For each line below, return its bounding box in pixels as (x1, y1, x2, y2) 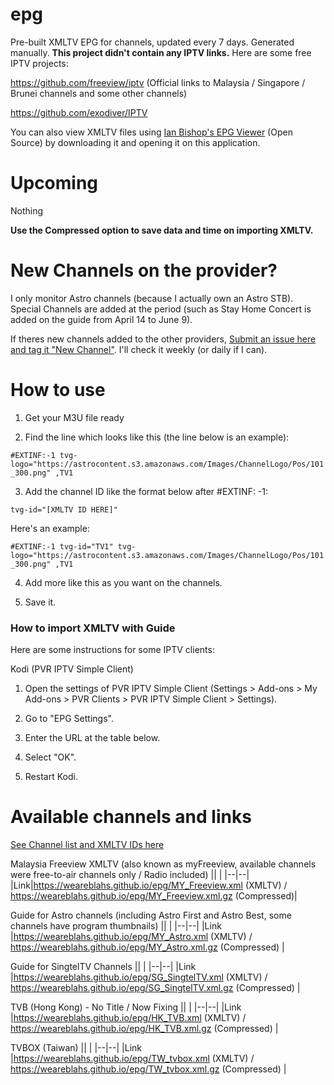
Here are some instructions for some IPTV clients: (10, 644, 215, 656)
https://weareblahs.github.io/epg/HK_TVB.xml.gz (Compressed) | (10, 1022, 279, 1034)
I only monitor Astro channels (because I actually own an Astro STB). (10, 292, 294, 304)
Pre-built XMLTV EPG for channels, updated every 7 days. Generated (10, 36, 295, 48)
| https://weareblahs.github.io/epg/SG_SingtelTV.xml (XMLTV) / (10, 971, 268, 983)
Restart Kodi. (24, 771, 78, 783)
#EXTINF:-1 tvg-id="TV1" (10, 541, 114, 552)
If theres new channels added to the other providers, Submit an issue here (10, 333, 317, 345)
